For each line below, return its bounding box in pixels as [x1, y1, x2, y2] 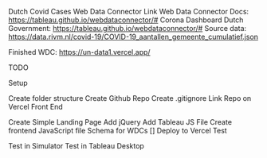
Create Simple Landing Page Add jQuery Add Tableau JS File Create [8, 118, 233, 126]
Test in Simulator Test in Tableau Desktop [8, 141, 145, 150]
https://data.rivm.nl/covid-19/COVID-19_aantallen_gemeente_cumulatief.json [8, 32, 259, 41]
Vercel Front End [8, 102, 63, 111]
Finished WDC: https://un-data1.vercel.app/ [8, 48, 151, 56]
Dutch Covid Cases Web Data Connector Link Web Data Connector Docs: [8, 7, 249, 16]
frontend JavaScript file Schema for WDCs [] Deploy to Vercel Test [8, 126, 227, 135]
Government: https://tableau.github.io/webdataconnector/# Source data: [8, 24, 247, 33]
